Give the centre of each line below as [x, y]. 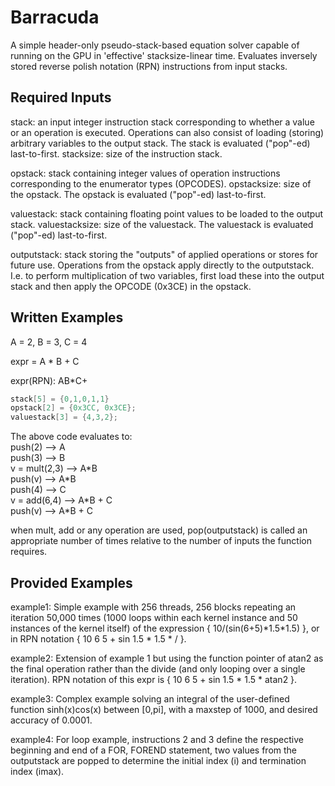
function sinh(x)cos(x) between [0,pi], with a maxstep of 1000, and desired [164, 709]
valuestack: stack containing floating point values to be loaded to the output [167, 213]
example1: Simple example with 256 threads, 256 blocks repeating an [153, 607]
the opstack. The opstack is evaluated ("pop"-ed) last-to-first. [138, 194]
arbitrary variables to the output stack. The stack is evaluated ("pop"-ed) [160, 143]
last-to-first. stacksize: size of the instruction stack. [116, 153]
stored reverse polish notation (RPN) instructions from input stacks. [149, 66]
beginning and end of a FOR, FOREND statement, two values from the [154, 750]
